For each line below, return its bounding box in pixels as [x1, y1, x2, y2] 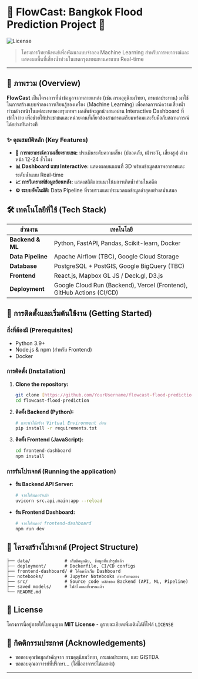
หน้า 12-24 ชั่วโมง [15, 156, 52, 163]
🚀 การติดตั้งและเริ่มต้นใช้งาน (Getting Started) [6, 309, 152, 319]
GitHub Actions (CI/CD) [53, 288, 119, 297]
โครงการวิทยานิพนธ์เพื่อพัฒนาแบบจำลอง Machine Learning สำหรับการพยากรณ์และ [21, 48, 190, 55]
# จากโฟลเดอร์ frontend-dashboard [15, 520, 92, 527]
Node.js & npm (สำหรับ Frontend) [15, 346, 93, 353]
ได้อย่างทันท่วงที [6, 120, 38, 127]
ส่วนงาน [20, 225, 38, 234]
